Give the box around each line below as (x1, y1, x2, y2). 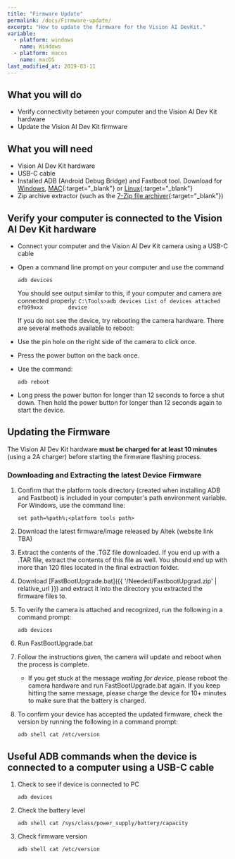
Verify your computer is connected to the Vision (7, 212, 223, 224)
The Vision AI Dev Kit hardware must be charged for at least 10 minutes (7, 445, 217, 453)
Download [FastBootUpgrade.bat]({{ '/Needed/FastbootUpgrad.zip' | (17, 577, 217, 585)
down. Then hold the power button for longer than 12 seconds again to (17, 398, 222, 407)
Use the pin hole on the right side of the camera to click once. (17, 338, 197, 346)
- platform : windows (13, 37, 74, 44)
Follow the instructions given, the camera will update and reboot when (17, 653, 222, 662)
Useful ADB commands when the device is (7, 750, 197, 762)
